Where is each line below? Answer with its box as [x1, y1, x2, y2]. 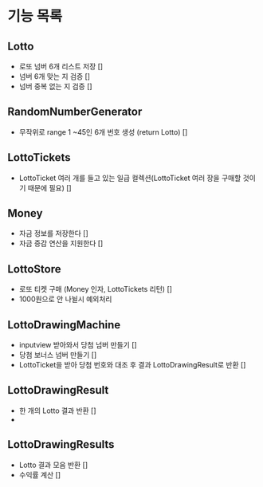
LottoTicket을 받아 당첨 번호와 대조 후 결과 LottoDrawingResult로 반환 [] [18, 360, 246, 370]
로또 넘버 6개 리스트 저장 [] [18, 61, 104, 71]
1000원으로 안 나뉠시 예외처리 [18, 294, 112, 304]
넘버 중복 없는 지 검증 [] [18, 81, 92, 91]
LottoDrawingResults [7, 438, 115, 451]
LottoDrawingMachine [7, 318, 121, 332]
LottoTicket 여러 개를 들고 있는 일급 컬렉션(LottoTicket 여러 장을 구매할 [18, 173, 241, 183]
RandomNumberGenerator [7, 105, 143, 119]
